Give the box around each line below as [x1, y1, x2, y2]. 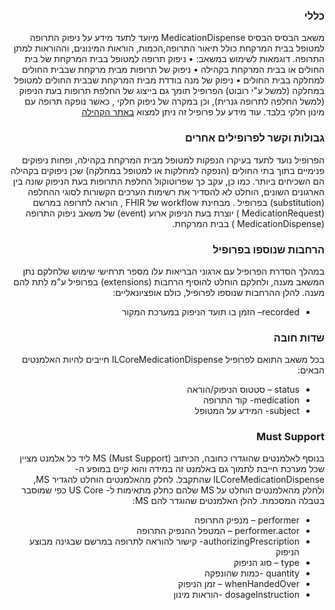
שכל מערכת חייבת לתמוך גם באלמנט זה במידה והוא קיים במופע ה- [74, 463, 325, 475]
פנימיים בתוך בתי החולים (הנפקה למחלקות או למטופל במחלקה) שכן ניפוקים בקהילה [10, 164, 325, 176]
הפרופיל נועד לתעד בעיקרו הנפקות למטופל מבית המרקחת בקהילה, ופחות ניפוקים [22, 154, 325, 166]
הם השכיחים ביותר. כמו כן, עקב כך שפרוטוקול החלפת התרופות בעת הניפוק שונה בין [12, 175, 325, 187]
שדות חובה [273, 330, 325, 344]
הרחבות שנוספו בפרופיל [212, 242, 325, 256]
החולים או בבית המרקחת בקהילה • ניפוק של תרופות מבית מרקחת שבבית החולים [21, 64, 325, 76]
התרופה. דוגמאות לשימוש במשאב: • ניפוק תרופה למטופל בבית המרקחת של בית [24, 53, 325, 65]
